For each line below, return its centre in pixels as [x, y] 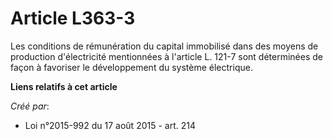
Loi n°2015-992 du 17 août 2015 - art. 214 [110, 125]
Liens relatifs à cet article [64, 86]
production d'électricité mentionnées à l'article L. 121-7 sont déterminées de [166, 56]
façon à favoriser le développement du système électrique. [131, 67]
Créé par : [30, 106]
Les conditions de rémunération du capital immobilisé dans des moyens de [164, 46]
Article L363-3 [73, 18]
